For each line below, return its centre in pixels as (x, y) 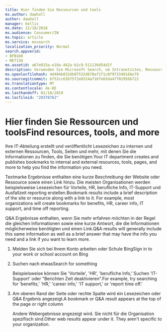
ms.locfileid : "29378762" (32, 97)
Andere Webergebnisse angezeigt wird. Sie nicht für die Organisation (83, 314)
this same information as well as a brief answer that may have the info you (81, 234)
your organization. (31, 324)
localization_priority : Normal (38, 47)
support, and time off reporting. (37, 208)
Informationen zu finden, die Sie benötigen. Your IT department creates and (82, 157)
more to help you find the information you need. (54, 167)
